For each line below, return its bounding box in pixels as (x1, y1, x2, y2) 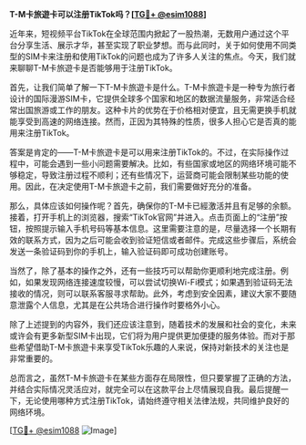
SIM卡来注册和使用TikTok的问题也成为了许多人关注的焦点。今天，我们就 (25, 51, 296, 62)
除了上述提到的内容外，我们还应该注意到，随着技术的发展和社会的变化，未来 (9, 319, 297, 329)
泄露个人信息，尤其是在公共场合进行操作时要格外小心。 (16, 300, 225, 310)
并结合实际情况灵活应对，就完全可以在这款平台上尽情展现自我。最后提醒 (9, 384, 280, 395)
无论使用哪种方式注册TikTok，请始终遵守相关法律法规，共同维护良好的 (25, 396, 290, 406)
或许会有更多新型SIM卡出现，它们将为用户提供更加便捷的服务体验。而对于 (9, 330, 288, 341)
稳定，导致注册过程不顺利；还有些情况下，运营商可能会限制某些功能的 (16, 170, 280, 181)
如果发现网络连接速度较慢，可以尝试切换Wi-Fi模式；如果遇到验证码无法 (25, 277, 293, 287)
